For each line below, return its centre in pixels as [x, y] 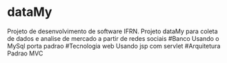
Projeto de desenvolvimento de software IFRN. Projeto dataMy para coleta [113, 31]
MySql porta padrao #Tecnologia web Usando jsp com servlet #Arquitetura [114, 46]
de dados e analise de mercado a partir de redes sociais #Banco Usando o [113, 38]
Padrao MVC [25, 53]
